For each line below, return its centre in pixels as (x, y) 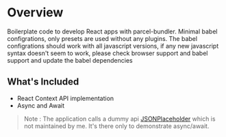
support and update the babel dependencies (70, 60)
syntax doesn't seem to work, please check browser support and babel (108, 53)
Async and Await (41, 105)
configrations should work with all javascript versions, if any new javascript (113, 46)
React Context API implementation (65, 98)
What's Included (43, 82)
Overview (35, 13)
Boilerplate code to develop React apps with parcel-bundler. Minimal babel (112, 31)
